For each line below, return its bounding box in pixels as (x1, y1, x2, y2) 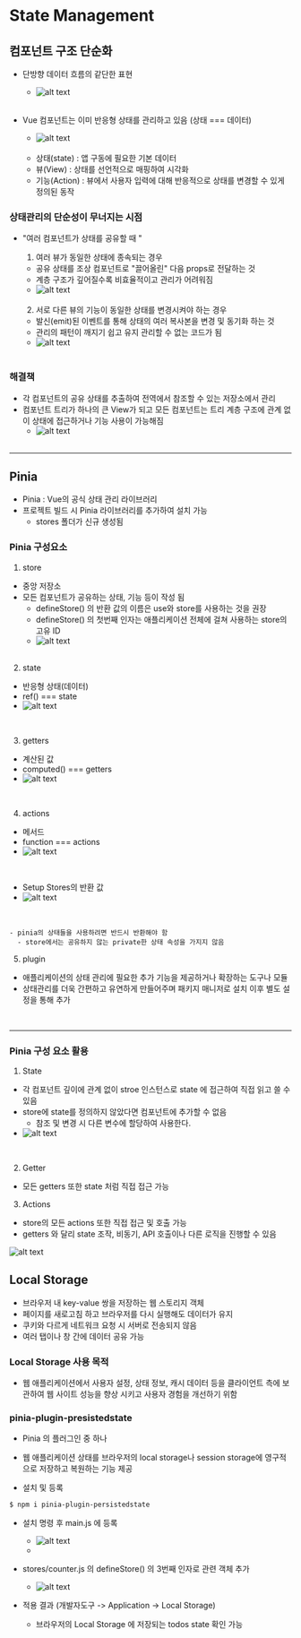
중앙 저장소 (21, 580, 62, 591)
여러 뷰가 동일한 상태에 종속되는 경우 (35, 252, 163, 263)
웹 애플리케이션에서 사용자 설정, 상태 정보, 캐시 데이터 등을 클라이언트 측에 (21, 1377, 280, 1389)
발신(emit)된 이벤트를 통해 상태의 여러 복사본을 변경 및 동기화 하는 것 (35, 315, 275, 327)
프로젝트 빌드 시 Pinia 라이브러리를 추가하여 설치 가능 (21, 505, 208, 516)
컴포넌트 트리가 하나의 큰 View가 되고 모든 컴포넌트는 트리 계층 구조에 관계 (21, 404, 282, 415)
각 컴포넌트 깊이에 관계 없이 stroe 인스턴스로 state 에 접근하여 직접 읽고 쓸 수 (21, 1084, 291, 1094)
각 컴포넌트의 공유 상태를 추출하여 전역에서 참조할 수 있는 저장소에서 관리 (21, 392, 276, 403)
